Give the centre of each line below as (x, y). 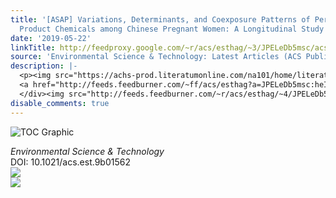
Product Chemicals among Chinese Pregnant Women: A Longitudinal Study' (174, 29)
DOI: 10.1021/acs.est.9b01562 (70, 162)
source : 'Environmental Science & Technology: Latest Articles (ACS (156, 57)
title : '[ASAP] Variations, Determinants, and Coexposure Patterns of (160, 19)
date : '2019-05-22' (51, 38)
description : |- (44, 66)
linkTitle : (33, 47)
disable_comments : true (60, 103)
